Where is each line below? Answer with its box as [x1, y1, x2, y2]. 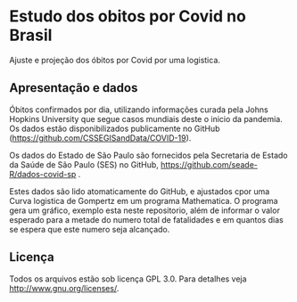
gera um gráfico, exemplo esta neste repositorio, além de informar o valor [9, 205, 281, 216]
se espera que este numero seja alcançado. [9, 224, 170, 234]
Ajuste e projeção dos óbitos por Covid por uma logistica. [9, 54, 221, 65]
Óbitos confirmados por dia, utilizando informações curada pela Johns [9, 104, 269, 115]
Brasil [9, 25, 53, 45]
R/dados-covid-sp [9, 168, 77, 179]
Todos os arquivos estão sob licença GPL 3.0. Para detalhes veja [9, 273, 247, 284]
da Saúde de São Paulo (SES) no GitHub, [9, 159, 159, 170]
